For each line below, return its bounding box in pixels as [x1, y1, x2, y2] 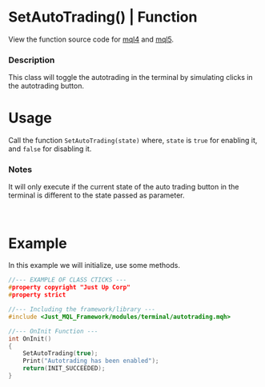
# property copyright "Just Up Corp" [8, 284, 130, 292]
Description [8, 54, 55, 66]
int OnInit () [8, 334, 52, 343]
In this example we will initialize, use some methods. [8, 261, 181, 270]
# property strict [8, 291, 66, 299]
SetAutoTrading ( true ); [22, 349, 98, 357]
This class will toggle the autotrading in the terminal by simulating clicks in [8, 73, 254, 82]
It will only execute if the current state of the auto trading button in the [8, 182, 239, 192]
